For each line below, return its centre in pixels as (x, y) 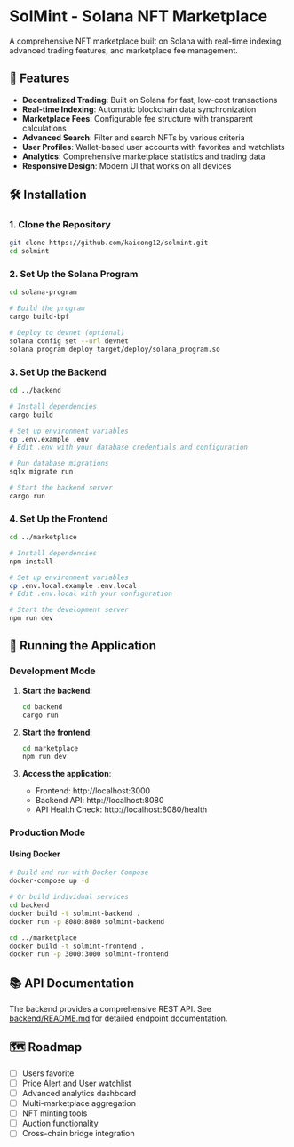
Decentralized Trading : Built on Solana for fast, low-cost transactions (150, 100)
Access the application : (67, 774)
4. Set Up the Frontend (59, 519)
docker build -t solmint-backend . (75, 913)
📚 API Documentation (72, 983)
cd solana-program (43, 292)
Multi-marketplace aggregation (79, 1103)
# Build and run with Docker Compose (79, 872)
